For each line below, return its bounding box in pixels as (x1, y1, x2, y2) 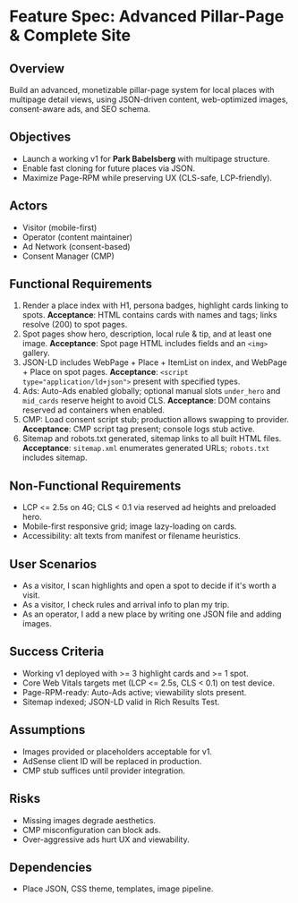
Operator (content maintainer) (21, 231, 132, 243)
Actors (9, 199, 48, 214)
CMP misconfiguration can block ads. (21, 824, 161, 835)
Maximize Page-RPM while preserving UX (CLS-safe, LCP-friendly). (21, 172, 273, 183)
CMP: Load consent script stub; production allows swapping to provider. (21, 414, 289, 425)
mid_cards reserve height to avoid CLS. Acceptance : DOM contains (21, 396, 271, 406)
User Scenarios (9, 557, 98, 572)
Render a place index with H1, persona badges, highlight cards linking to (21, 300, 289, 311)
